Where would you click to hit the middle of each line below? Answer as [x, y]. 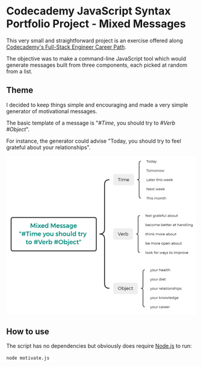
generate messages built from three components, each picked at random [97, 65]
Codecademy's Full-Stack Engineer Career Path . [66, 47]
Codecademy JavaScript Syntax [88, 11]
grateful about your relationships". [48, 147]
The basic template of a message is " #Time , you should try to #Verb [91, 123]
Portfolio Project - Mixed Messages [96, 24]
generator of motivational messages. [52, 111]
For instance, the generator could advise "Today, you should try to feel [94, 141]
